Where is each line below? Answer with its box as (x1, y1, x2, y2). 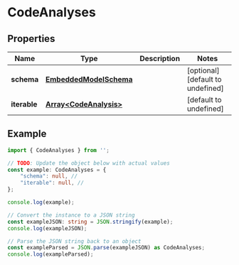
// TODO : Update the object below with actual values (7, 159, 171, 167)
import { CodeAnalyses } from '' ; (7, 146, 110, 153)
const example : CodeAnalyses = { (7, 166, 107, 173)
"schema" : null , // (20, 173, 78, 180)
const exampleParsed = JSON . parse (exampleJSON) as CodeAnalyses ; (7, 244, 205, 252)
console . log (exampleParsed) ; (7, 251, 94, 258)
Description (139, 54, 180, 63)
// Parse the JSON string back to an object (7, 237, 142, 245)
